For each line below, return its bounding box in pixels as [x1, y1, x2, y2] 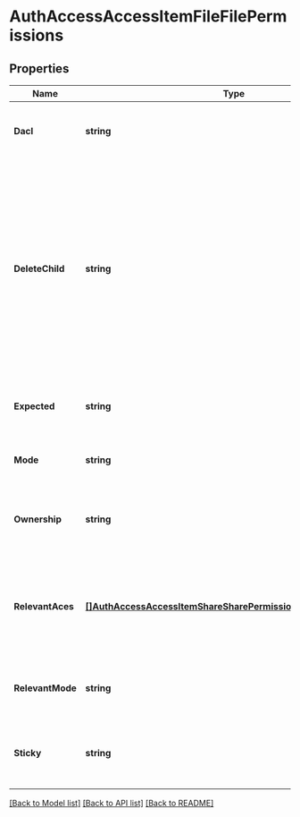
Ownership [13, 513, 62, 525]
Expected [13, 400, 55, 413]
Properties [9, 61, 70, 76]
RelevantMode [13, 682, 78, 694]
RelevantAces [13, 600, 74, 612]
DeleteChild [13, 262, 65, 275]
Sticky [13, 747, 42, 759]
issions [9, 25, 64, 46]
